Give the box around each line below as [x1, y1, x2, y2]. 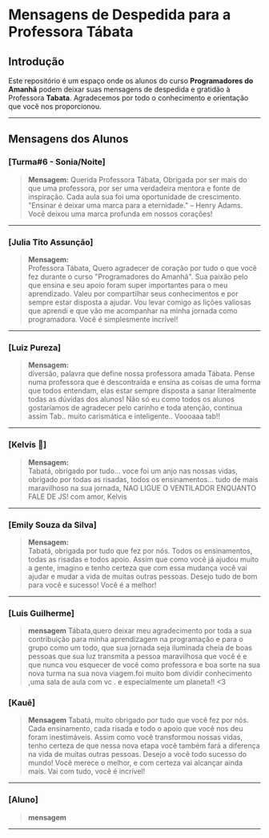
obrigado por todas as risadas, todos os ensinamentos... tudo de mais [27, 474, 259, 484]
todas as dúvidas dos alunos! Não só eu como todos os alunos [27, 394, 235, 404]
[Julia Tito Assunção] [8, 236, 94, 247]
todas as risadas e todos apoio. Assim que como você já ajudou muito [27, 554, 259, 564]
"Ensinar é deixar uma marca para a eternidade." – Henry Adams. [27, 200, 243, 210]
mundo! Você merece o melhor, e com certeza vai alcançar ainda [27, 758, 243, 768]
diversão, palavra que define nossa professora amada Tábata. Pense [27, 369, 255, 378]
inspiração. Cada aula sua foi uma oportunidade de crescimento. [27, 191, 242, 202]
